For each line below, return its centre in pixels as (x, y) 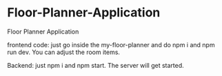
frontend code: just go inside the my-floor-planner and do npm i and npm (111, 45)
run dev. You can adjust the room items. (64, 52)
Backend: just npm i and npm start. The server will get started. (95, 65)
